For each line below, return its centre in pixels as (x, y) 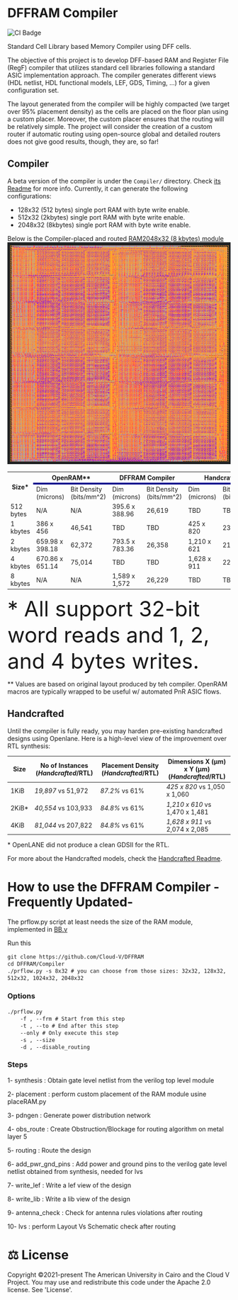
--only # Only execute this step (69, 1033)
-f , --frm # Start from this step (73, 1019)
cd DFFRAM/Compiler (36, 964)
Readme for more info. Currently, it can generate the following (98, 188)
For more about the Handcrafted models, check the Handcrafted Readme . (115, 859)
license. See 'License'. (40, 1289)
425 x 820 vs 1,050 (195, 787)
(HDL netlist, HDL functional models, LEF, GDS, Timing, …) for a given (109, 82)
